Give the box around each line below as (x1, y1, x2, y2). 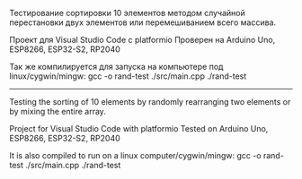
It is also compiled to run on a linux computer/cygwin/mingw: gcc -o (9, 150, 262, 160)
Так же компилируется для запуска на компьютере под (9, 62, 224, 72)
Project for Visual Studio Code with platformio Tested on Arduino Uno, (9, 124, 269, 133)
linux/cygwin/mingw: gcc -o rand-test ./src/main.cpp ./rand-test (9, 71, 247, 81)
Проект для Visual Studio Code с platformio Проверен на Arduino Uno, (9, 35, 276, 45)
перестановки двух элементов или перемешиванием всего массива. (9, 17, 277, 28)
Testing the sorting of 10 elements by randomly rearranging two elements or (9, 97, 291, 107)
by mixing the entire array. (9, 107, 106, 116)
